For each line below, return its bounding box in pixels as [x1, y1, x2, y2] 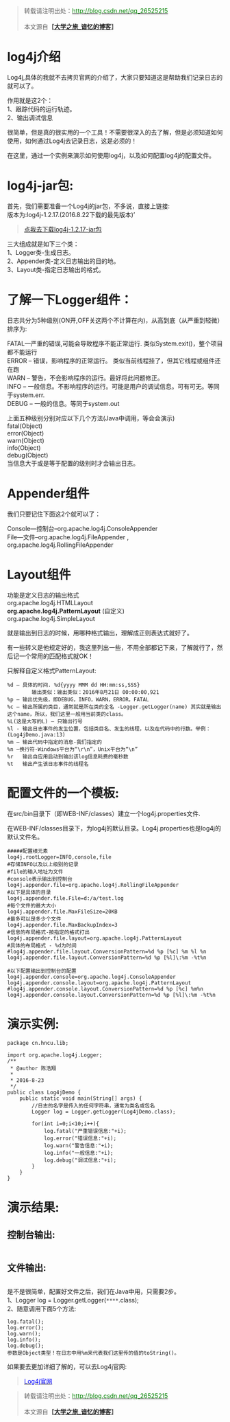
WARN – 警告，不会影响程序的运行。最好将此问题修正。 [7, 374, 164, 382]
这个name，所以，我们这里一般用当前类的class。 [7, 710, 127, 717]
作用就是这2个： [7, 96, 53, 104]
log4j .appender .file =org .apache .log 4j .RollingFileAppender [7, 881, 179, 888]
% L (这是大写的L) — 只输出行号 [7, 718, 84, 725]
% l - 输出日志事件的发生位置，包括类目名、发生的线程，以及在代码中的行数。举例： [7, 725, 211, 732]
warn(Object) [7, 436, 44, 444]
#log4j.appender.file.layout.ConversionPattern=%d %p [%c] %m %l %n [7, 948, 207, 955]
